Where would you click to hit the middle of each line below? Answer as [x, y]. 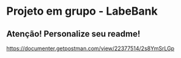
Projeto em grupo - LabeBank [82, 11]
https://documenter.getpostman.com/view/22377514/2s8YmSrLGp [90, 48]
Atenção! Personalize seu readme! [73, 34]
